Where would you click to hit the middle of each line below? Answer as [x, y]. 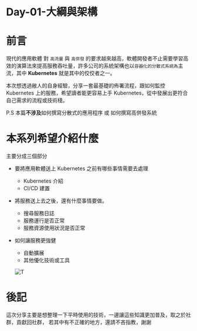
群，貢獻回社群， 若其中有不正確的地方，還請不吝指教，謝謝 [79, 322]
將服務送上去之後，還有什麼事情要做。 [61, 201]
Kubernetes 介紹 [43, 181]
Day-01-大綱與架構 [52, 12]
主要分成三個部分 [27, 156]
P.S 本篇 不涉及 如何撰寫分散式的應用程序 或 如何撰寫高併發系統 [81, 113]
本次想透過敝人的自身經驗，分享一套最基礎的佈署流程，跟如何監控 [86, 86]
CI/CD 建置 [36, 188]
